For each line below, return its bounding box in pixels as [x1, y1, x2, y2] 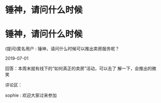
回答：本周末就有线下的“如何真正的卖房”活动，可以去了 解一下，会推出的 [5, 65, 152, 71]
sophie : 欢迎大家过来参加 [5, 92, 57, 98]
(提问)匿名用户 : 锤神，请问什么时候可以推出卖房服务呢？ [5, 46, 120, 52]
